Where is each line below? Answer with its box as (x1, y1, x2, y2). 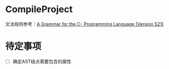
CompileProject (5, 4, 73, 15)
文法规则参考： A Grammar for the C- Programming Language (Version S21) (5, 21, 164, 27)
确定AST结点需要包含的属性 (12, 58, 72, 64)
